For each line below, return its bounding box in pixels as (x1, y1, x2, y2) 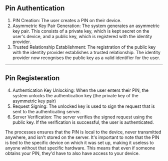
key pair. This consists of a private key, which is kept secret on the (12, 28, 149, 34)
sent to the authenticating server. (12, 108, 81, 114)
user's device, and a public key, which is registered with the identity (12, 33, 152, 39)
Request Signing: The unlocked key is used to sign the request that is (12, 103, 155, 109)
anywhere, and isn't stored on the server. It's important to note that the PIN (5, 134, 159, 140)
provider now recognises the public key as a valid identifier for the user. (12, 55, 160, 61)
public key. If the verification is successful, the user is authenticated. (12, 119, 154, 125)
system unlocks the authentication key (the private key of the (12, 92, 138, 98)
